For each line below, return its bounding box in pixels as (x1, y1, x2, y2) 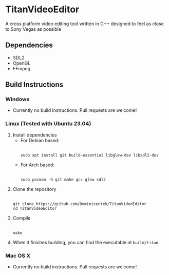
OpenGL (12, 60, 31, 66)
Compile (12, 214, 31, 221)
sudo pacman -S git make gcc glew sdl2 (20, 177, 106, 182)
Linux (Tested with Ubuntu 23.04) (5, 120, 91, 127)
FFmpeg (12, 65, 31, 71)
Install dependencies (12, 132, 58, 138)
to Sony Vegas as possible (5, 26, 62, 32)
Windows (5, 96, 30, 103)
